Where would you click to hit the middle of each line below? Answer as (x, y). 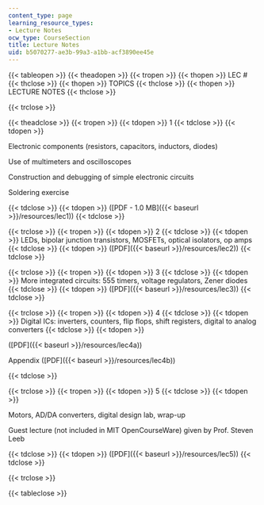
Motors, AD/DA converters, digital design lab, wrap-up (97, 415)
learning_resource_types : (51, 23)
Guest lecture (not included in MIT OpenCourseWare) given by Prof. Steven (131, 430)
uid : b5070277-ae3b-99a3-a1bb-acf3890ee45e (81, 52)
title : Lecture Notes (44, 45)
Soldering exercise (39, 192)
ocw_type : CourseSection (49, 38)
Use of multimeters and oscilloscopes (70, 162)
